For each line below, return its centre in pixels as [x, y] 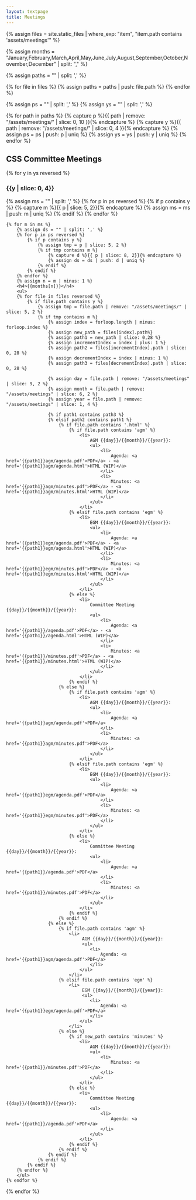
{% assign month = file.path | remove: [96, 389]
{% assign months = [30, 51]
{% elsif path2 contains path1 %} [90, 420]
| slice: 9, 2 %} [27, 384]
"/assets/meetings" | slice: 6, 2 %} [52, 394]
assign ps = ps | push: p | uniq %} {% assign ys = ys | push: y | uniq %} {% [97, 134]
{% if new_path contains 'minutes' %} [116, 1036]
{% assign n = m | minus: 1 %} [55, 281]
